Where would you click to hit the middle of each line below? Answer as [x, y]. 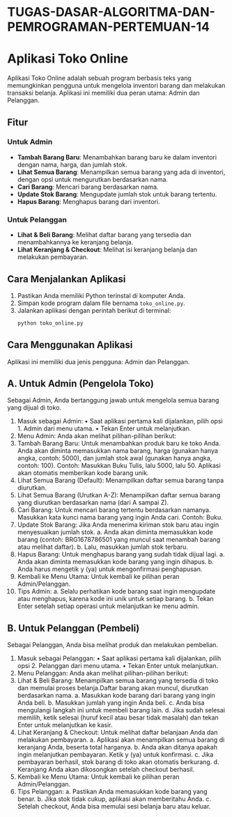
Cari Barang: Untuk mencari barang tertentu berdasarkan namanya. [114, 510]
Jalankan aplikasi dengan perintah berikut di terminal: [94, 310]
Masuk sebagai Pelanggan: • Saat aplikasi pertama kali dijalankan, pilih [119, 658]
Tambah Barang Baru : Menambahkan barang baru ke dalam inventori [117, 157]
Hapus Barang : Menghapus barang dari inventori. [88, 201]
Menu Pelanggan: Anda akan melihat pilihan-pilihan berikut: [103, 674]
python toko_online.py [50, 323]
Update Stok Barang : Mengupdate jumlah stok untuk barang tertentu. [117, 194]
